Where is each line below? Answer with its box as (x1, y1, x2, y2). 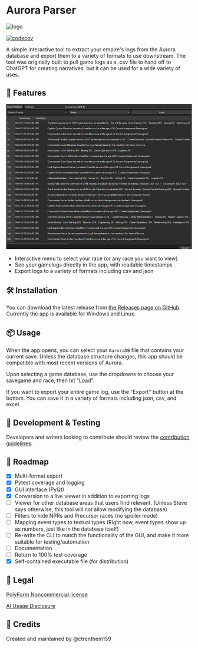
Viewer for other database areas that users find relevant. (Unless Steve (14, 499, 187, 506)
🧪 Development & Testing (6, 418, 101, 428)
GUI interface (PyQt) (14, 486, 65, 493)
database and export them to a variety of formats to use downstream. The (6, 52, 186, 59)
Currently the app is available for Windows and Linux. (6, 310, 136, 317)
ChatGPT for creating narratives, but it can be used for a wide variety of (6, 64, 181, 71)
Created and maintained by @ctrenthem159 (6, 635, 111, 642)
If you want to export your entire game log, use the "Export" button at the (6, 388, 184, 395)
